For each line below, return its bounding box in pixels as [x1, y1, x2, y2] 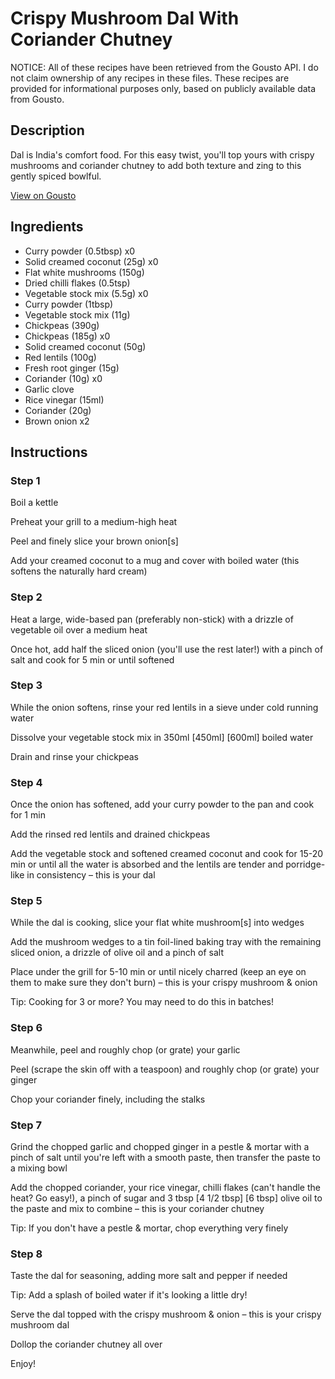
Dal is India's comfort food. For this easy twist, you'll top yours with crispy [10, 148, 315, 161]
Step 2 [10, 590, 43, 604]
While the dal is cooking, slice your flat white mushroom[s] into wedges [10, 917, 305, 929]
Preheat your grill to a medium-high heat [10, 516, 178, 528]
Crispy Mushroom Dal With [10, 7, 240, 30]
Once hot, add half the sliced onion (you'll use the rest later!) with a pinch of [10, 643, 324, 655]
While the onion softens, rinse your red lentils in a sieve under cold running [10, 701, 319, 713]
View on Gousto [10, 189, 77, 201]
